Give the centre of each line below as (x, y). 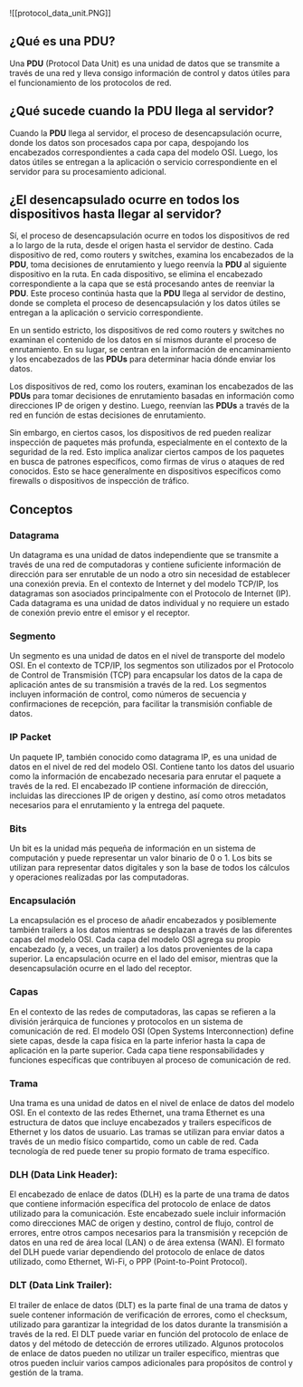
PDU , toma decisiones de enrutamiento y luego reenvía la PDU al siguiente (148, 265)
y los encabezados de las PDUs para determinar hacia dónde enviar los (142, 359)
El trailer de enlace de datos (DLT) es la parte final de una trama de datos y (149, 1305)
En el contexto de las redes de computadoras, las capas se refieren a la (142, 1011)
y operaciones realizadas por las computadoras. (99, 877)
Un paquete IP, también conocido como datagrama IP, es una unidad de (143, 756)
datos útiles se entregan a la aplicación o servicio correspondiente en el (143, 161)
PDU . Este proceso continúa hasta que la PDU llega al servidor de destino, (148, 294)
